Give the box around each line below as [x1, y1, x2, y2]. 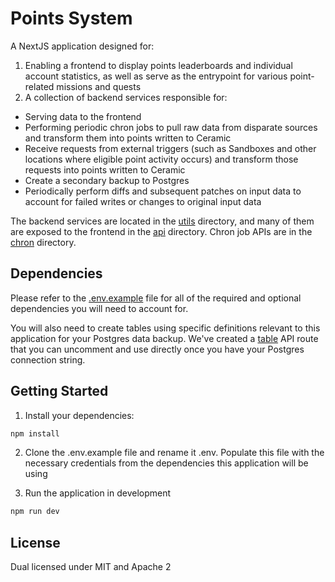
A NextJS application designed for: [10, 40, 155, 52]
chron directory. [10, 236, 77, 248]
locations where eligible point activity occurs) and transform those [24, 153, 299, 165]
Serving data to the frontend [24, 110, 142, 122]
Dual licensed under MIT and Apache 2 [10, 561, 172, 573]
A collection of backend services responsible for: [24, 91, 228, 103]
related [24, 80, 55, 92]
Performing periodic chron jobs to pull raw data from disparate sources [24, 121, 318, 133]
